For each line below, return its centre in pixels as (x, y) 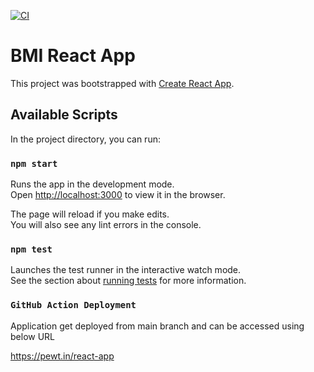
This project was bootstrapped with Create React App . (122, 83)
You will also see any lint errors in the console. (106, 225)
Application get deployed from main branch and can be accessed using (157, 326)
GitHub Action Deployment (73, 305)
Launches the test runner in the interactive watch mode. (126, 270)
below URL (33, 336)
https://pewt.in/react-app (62, 356)
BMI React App (73, 56)
